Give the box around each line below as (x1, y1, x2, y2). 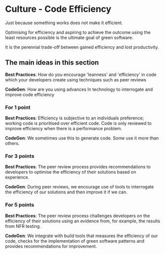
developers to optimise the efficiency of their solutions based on (5, 169, 136, 175)
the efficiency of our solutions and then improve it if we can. (5, 189, 127, 195)
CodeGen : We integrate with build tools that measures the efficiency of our (5, 233, 158, 239)
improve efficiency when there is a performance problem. (5, 126, 123, 132)
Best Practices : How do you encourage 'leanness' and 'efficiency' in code (5, 72, 157, 77)
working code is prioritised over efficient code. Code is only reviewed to (5, 120, 152, 126)
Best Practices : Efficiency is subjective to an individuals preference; (5, 115, 144, 121)
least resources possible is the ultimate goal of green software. (5, 35, 133, 40)
